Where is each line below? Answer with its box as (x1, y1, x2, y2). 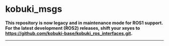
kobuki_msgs (5, 3, 62, 15)
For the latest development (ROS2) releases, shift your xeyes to (5, 25, 140, 31)
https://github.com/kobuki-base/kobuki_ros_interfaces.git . (5, 30, 133, 36)
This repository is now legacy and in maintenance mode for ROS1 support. (5, 20, 163, 26)
